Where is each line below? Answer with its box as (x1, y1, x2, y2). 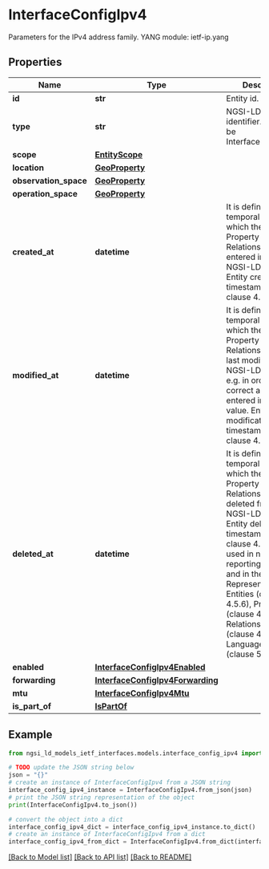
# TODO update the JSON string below (8, 764, 134, 772)
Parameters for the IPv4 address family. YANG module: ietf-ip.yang (8, 32, 230, 42)
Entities (226, 588, 255, 599)
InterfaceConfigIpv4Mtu (94, 688, 190, 699)
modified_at (12, 369, 59, 380)
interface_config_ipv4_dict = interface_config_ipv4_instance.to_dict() (8, 822, 256, 831)
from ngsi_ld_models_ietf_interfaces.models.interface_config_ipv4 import (8, 749, 263, 757)
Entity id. (226, 92, 259, 104)
